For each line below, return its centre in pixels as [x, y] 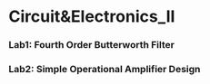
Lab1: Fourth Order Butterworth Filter [91, 45]
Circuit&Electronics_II [92, 17]
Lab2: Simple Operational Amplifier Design [105, 70]
